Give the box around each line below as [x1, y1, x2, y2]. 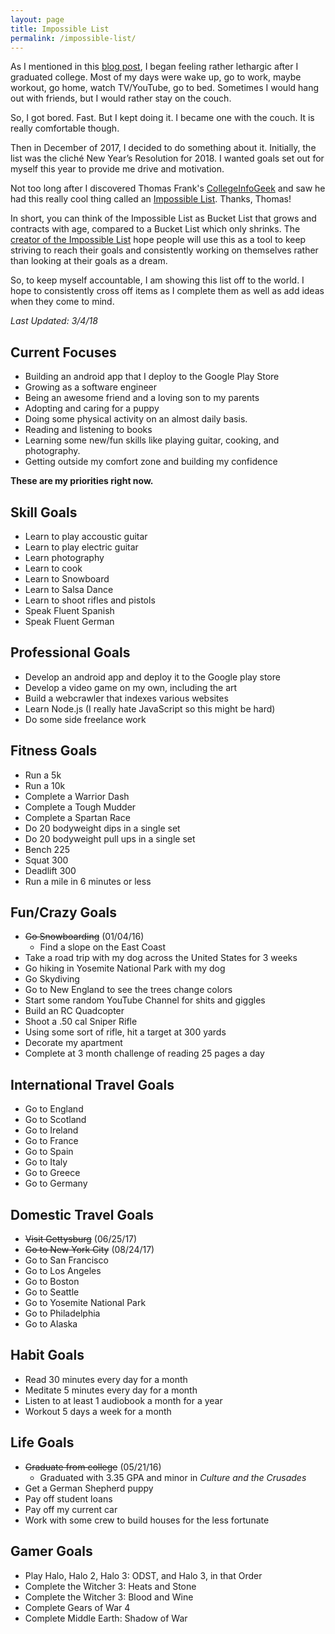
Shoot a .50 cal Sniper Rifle [24, 1016, 138, 1028]
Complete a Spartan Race [24, 811, 131, 823]
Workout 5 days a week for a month [24, 1405, 172, 1417]
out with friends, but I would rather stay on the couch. [10, 92, 232, 105]
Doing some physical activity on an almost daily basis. [24, 413, 248, 425]
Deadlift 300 [24, 864, 77, 876]
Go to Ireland [24, 1124, 79, 1136]
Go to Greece [24, 1167, 81, 1179]
